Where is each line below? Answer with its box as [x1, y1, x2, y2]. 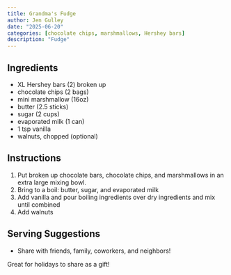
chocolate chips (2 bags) [17, 88, 89, 96]
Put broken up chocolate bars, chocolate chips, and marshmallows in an [17, 171, 224, 179]
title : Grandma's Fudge [7, 10, 77, 17]
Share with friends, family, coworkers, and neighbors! [17, 246, 171, 255]
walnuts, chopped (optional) [17, 132, 99, 140]
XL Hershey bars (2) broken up [17, 80, 106, 88]
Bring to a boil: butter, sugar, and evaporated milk [17, 185, 159, 194]
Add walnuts [17, 207, 54, 216]
